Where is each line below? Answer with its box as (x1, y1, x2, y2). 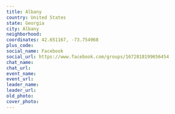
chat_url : (6, 65, 31, 71)
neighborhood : (6, 31, 42, 37)
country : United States (6, 14, 67, 21)
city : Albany (6, 25, 39, 32)
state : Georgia (6, 20, 45, 26)
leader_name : (6, 82, 39, 88)
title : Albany (6, 8, 42, 15)
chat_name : (6, 59, 34, 65)
